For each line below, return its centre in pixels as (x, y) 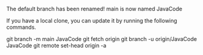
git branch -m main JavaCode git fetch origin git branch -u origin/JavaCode (102, 39)
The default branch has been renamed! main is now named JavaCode (94, 9)
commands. (21, 27)
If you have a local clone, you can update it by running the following (92, 20)
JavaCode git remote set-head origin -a (56, 46)
